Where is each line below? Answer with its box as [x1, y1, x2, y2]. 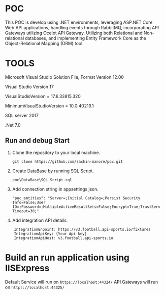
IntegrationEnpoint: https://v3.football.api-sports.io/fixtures [14, 227, 151, 232]
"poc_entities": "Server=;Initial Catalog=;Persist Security [12, 196, 141, 200]
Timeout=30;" [12, 208, 39, 213]
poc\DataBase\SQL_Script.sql [12, 177, 72, 182]
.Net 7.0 [5, 122, 21, 128]
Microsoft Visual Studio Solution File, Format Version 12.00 [5, 74, 124, 80]
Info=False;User [12, 200, 46, 205]
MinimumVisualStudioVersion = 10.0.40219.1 [5, 102, 94, 109]
